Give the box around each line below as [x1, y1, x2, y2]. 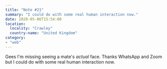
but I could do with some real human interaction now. [5, 58, 115, 65]
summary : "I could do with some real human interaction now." [5, 12, 138, 17]
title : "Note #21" [5, 7, 44, 12]
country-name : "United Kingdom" [10, 30, 78, 35]
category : [5, 35, 26, 40]
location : [5, 21, 26, 26]
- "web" [5, 40, 22, 45]
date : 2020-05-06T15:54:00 [5, 16, 62, 21]
